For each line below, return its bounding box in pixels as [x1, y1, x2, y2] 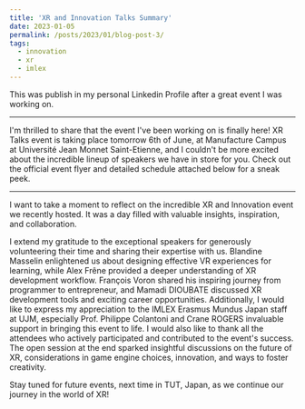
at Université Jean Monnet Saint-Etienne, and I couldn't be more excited [9, 144, 280, 155]
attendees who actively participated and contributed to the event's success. [9, 333, 294, 344]
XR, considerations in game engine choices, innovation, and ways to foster [9, 352, 289, 363]
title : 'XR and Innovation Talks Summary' [9, 13, 172, 23]
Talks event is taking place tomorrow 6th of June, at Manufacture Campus [9, 134, 287, 145]
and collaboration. [9, 218, 77, 229]
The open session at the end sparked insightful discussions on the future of [9, 342, 292, 353]
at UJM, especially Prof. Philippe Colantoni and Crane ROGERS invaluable [9, 313, 284, 324]
